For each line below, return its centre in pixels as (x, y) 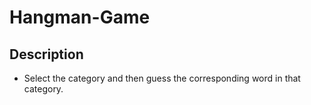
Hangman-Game (80, 17)
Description (46, 54)
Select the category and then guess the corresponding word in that (162, 78)
